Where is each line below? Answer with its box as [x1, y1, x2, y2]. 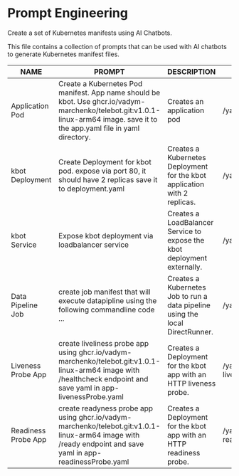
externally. [166, 262, 203, 272]
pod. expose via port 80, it [58, 166, 147, 176]
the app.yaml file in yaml [58, 123, 140, 133]
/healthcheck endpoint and [58, 374, 149, 384]
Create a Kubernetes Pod [58, 78, 143, 88]
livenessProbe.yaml [58, 391, 124, 401]
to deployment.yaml [58, 184, 125, 194]
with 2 [166, 188, 188, 198]
